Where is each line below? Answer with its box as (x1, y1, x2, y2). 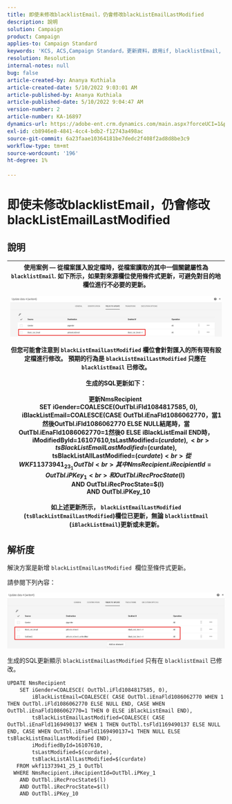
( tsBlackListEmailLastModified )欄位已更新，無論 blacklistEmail (23, 512, 209, 520)
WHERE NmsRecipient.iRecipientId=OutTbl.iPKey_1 (13, 769, 156, 777)
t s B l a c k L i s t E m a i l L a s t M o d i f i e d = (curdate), (55, 443, 177, 451)
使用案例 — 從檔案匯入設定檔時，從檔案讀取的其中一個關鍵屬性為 (23, 263, 209, 271)
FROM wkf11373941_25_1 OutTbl (16, 763, 104, 770)
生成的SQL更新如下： (86, 379, 146, 387)
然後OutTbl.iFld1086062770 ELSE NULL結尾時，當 (42, 419, 190, 428)
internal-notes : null (7, 62, 70, 69)
